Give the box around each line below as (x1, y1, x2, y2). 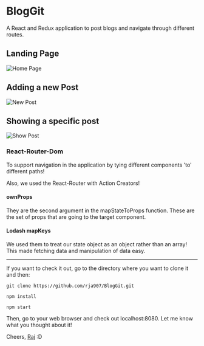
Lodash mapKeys (6, 227, 51, 235)
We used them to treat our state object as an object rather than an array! (6, 241, 187, 248)
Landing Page (6, 49, 59, 59)
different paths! (6, 167, 45, 175)
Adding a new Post (6, 82, 79, 92)
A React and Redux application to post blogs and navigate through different (6, 24, 195, 32)
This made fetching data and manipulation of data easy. (6, 247, 146, 255)
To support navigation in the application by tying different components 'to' (6, 161, 192, 168)
